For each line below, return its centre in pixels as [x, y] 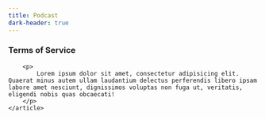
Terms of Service [42, 50]
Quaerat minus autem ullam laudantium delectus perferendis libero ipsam [133, 80]
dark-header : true [38, 23]
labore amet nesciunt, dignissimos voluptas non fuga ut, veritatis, [126, 87]
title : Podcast [33, 15]
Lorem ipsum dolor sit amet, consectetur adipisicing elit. [138, 73]
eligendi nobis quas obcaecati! [61, 94]
